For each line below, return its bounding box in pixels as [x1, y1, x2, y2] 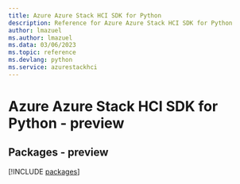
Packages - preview [8, 146, 109, 159]
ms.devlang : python [8, 56, 73, 64]
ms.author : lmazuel [8, 33, 73, 42]
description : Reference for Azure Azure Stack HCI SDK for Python [8, 19, 233, 27]
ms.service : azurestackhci [8, 63, 98, 71]
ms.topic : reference [8, 48, 77, 56]
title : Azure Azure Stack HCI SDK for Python [8, 11, 161, 20]
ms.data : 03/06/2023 [8, 41, 77, 49]
